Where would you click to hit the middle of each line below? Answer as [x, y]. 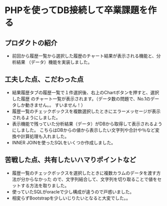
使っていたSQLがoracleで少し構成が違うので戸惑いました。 [73, 191]
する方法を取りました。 [45, 185]
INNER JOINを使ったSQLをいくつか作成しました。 [64, 142]
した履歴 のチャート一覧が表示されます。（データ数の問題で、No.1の [81, 99]
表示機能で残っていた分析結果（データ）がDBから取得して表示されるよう [87, 124]
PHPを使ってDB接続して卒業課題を [76, 10]
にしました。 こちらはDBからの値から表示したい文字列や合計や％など [83, 130]
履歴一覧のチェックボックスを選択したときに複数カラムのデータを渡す [84, 173]
